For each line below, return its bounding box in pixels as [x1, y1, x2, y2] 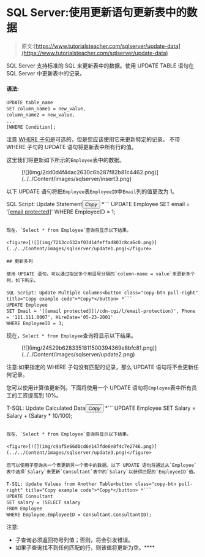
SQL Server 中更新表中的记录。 [6, 69, 86, 77]
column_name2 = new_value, [6, 112, 75, 118]
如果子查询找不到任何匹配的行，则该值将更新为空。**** [15, 544, 155, 551]
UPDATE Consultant [6, 493, 53, 500]
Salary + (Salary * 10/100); [6, 412, 73, 420]
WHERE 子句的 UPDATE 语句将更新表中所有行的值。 [6, 144, 137, 151]
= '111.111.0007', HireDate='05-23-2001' [6, 314, 114, 321]
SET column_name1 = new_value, [6, 106, 86, 112]
